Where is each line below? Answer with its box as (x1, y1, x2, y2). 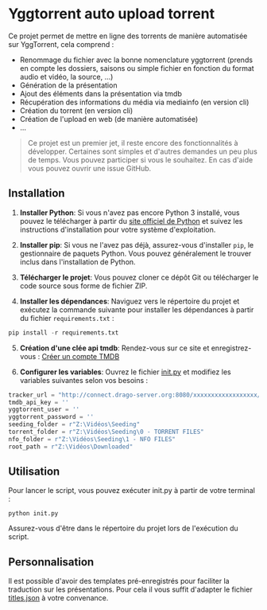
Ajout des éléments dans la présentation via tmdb (19, 88, 183, 98)
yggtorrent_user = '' (8, 405, 80, 414)
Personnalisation (8, 555, 95, 569)
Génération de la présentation (19, 80, 118, 90)
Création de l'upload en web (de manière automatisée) (19, 114, 199, 123)
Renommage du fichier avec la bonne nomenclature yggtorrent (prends (19, 55, 253, 65)
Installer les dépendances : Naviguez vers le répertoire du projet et (19, 296, 240, 306)
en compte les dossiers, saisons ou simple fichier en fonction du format (19, 63, 254, 72)
